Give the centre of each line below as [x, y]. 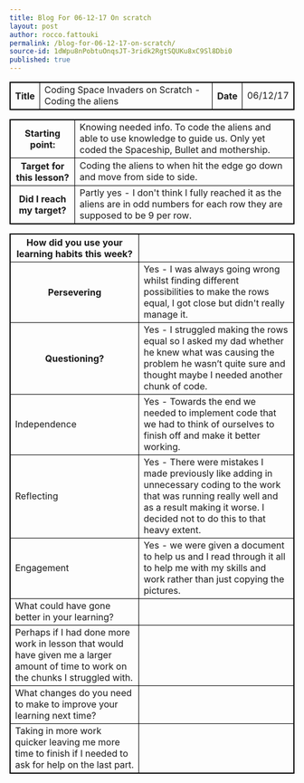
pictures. [162, 591]
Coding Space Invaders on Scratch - [122, 90]
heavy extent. [172, 530]
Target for [43, 166]
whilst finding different [191, 280]
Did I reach [43, 199]
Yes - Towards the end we [199, 401]
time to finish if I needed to [71, 754]
